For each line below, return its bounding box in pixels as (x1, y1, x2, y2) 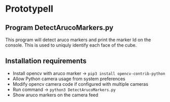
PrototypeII (5, 3, 53, 15)
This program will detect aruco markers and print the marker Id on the (5, 37, 151, 43)
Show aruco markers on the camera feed (12, 92, 98, 98)
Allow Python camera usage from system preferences (12, 76, 125, 82)
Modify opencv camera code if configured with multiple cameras (12, 81, 149, 87)
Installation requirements (5, 57, 87, 65)
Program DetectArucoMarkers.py (5, 23, 114, 32)
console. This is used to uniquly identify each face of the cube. (5, 42, 137, 48)
